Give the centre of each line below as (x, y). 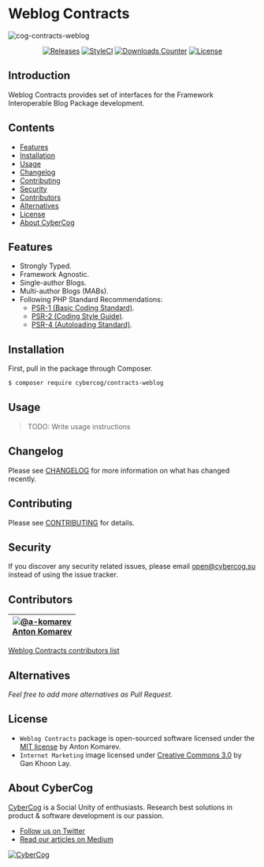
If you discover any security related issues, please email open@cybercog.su (132, 566)
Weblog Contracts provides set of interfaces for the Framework (111, 95)
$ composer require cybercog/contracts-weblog (86, 383)
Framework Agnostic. (54, 275)
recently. (22, 479)
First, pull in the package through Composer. (80, 368)
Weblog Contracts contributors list (64, 651)
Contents (32, 128)
